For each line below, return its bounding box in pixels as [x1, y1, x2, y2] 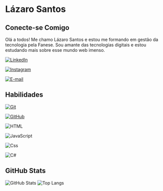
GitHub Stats [5, 167, 46, 175]
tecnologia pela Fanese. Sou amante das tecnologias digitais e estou [5, 42, 146, 48]
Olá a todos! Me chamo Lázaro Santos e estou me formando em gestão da [5, 36, 158, 42]
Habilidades [5, 91, 43, 99]
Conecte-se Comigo [5, 23, 69, 32]
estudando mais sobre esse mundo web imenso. [5, 47, 105, 53]
